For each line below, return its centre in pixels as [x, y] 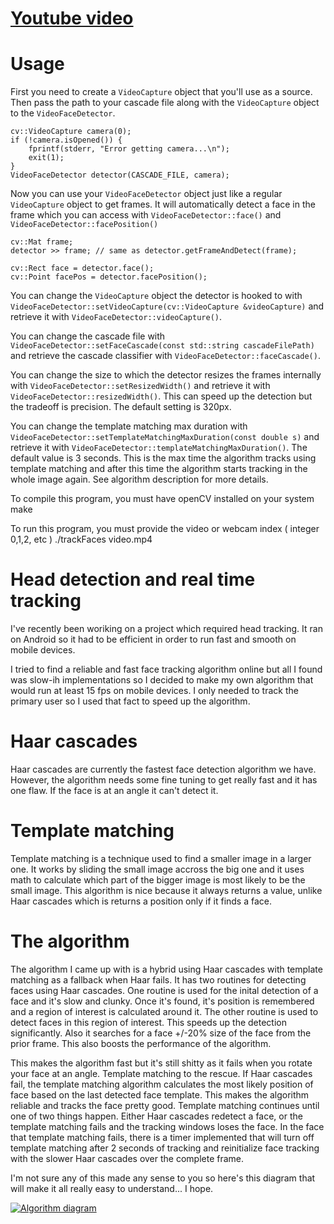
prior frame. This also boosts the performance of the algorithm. [141, 1043]
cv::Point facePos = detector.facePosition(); [109, 277]
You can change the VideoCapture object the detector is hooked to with [156, 296]
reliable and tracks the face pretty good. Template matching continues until [165, 1105]
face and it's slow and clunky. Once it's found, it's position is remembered [162, 1001]
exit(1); [46, 158]
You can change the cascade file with [88, 336]
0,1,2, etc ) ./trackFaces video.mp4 [81, 539]
